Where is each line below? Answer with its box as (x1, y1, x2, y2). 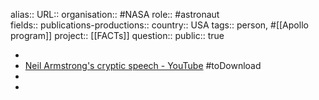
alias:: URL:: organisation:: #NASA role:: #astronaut (10, 9, 220, 20)
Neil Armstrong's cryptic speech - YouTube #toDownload (24, 60, 262, 71)
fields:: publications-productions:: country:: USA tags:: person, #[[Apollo (10, 19, 309, 31)
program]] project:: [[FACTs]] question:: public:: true (10, 30, 225, 41)
